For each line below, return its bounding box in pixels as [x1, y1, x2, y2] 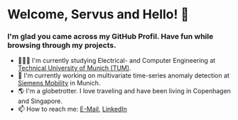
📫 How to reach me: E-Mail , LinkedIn [17, 105, 128, 114]
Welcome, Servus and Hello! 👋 [7, 6, 190, 23]
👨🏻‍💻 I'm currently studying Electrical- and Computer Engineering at [17, 56, 216, 65]
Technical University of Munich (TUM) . [17, 64, 131, 73]
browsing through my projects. [7, 40, 117, 50]
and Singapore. [17, 97, 63, 105]
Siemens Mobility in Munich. [17, 79, 101, 88]
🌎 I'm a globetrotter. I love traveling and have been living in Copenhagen [17, 87, 231, 95]
